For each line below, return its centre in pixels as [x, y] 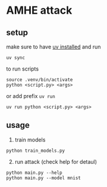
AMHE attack [39, 10]
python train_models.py [36, 151]
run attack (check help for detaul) [56, 161]
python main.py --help [34, 173]
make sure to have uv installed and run [53, 47]
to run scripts [23, 69]
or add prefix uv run [31, 96]
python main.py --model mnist [44, 178]
